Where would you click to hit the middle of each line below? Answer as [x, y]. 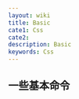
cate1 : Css [26, 30]
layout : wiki [29, 15]
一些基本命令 [39, 86]
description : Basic [40, 45]
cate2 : [19, 37]
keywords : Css [31, 52]
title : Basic [29, 23]
